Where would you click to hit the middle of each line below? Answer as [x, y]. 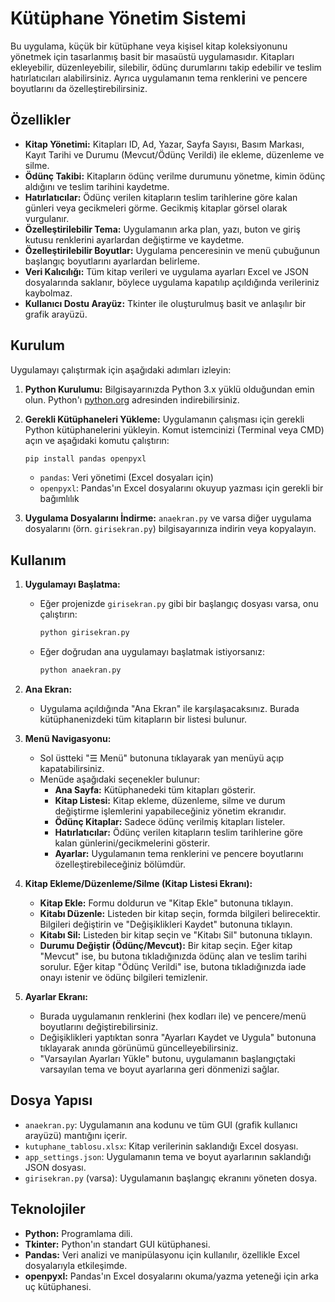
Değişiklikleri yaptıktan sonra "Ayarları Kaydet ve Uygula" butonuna [178, 1037]
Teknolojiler [48, 1209]
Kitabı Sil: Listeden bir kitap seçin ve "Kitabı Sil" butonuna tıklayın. [176, 935]
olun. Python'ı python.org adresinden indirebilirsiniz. [132, 399]
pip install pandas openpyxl [85, 458]
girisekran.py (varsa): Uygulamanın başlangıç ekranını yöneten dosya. [171, 1178]
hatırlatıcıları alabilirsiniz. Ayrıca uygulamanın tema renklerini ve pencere [159, 78]
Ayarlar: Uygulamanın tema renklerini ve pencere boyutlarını [179, 853]
